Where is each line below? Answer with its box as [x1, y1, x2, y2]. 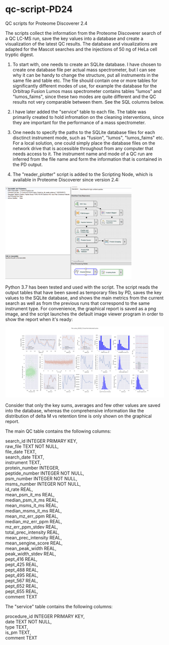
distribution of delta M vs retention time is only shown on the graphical [5, 413, 152, 419]
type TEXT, [5, 624, 29, 630]
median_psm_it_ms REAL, [5, 497, 59, 503]
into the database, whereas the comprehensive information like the [5, 407, 144, 413]
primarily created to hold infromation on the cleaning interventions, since [12, 114, 164, 120]
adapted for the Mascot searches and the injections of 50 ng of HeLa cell [5, 46, 157, 52]
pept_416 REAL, [5, 556, 38, 562]
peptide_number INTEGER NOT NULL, [5, 470, 84, 476]
